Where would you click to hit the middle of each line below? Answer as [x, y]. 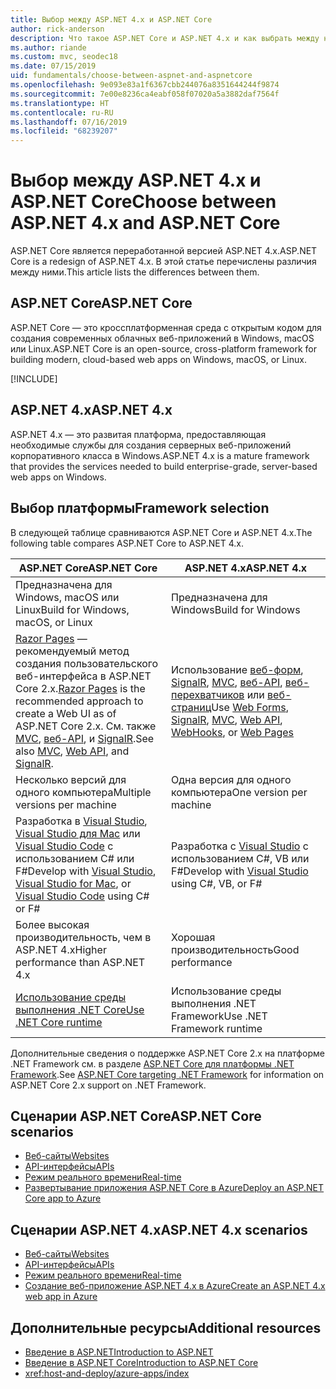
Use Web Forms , [250, 707]
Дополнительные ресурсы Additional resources [166, 1327]
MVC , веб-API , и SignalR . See [85, 738]
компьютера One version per [239, 792]
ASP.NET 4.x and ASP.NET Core [145, 223]
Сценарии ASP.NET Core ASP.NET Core [136, 1116]
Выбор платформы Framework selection [140, 508]
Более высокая [52, 924]
